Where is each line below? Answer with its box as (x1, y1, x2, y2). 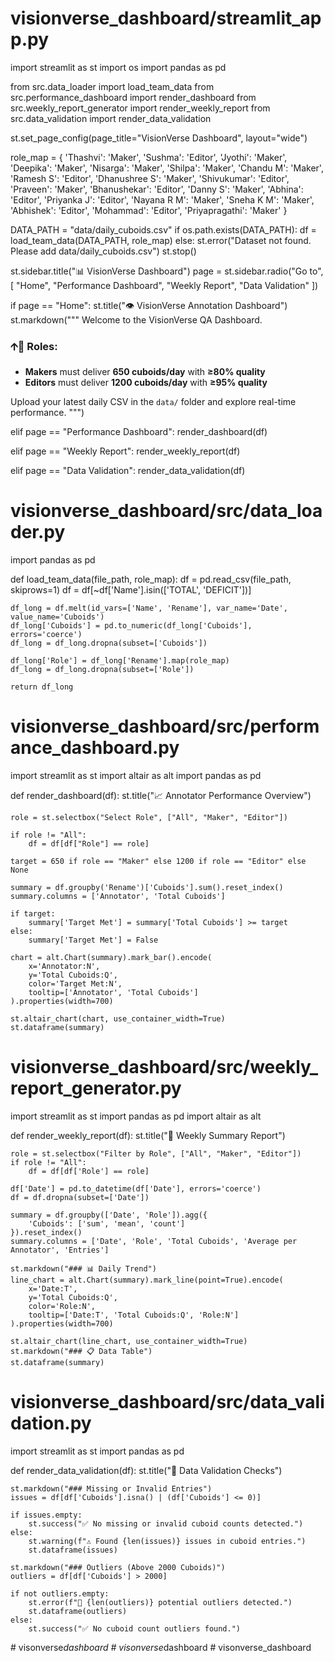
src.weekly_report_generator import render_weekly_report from (10, 102, 271, 114)
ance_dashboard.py (10, 737, 180, 759)
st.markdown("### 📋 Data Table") (10, 1347, 153, 1357)
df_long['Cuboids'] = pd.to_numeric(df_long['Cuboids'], (10, 621, 253, 631)
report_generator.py (10, 1077, 182, 1100)
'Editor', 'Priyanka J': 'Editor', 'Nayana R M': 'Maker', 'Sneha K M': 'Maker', (10, 193, 315, 206)
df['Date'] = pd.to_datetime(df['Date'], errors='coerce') (10, 1184, 262, 1194)
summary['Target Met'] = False (28, 935, 159, 946)
